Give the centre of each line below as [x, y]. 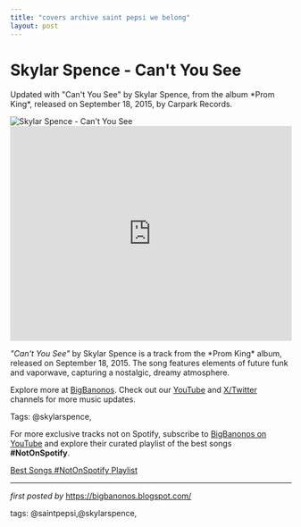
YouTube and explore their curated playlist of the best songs [121, 444]
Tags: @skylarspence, [51, 417]
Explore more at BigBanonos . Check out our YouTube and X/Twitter [134, 390]
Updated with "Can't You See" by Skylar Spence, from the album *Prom [142, 95]
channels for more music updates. [73, 399]
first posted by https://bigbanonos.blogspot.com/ [101, 496]
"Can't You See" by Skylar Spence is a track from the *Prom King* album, [146, 354]
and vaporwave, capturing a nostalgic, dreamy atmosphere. [120, 372]
